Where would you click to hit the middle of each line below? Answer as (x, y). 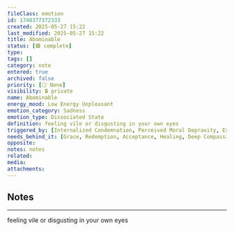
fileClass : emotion (36, 14)
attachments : (26, 169)
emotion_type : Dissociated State (56, 117)
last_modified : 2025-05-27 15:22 (56, 33)
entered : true (28, 72)
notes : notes (26, 150)
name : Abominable (32, 98)
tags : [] (20, 59)
